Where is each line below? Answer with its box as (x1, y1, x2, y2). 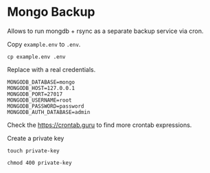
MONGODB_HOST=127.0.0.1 (7, 84, 75, 91)
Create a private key (7, 134, 65, 142)
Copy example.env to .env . (7, 40, 81, 48)
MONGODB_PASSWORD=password (7, 102, 84, 110)
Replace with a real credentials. (7, 65, 96, 73)
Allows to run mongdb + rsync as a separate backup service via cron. (7, 27, 204, 35)
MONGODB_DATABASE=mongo (7, 78, 75, 86)
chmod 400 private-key (7, 159, 72, 166)
